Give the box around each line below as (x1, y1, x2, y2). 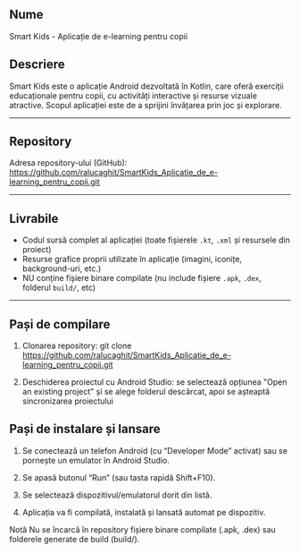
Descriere (9, 57, 65, 72)
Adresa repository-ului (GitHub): (9, 157, 128, 168)
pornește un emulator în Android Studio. (21, 455, 170, 465)
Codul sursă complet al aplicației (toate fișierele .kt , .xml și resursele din (21, 234, 290, 245)
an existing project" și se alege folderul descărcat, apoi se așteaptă (21, 387, 271, 397)
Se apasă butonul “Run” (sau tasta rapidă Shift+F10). (21, 472, 216, 482)
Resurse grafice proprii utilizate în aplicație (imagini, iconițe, (21, 254, 243, 265)
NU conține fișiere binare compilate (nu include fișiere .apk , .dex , (21, 273, 262, 284)
